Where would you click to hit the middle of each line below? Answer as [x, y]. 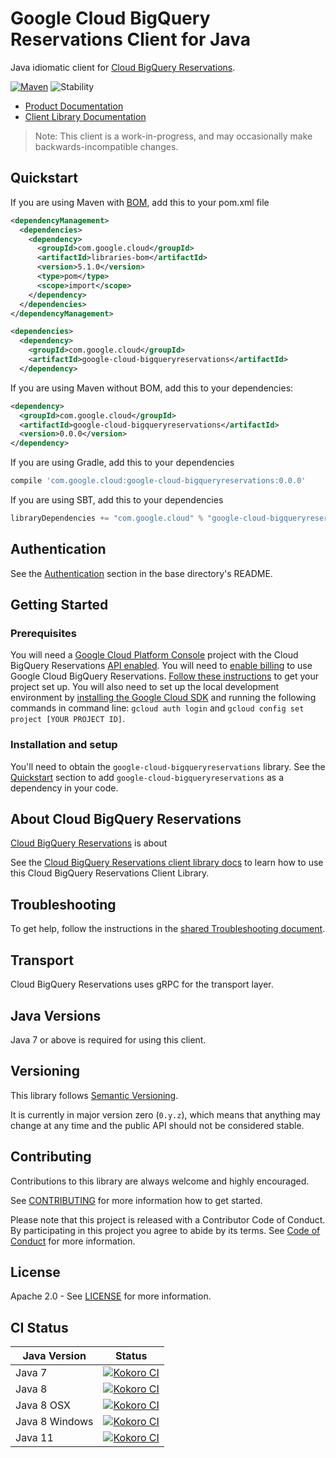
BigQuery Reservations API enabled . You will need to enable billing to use [161, 666]
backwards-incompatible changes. [106, 146]
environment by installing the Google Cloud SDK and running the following [163, 698]
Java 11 [34, 1438]
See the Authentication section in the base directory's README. [141, 573]
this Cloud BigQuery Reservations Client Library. [110, 873]
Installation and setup [64, 745]
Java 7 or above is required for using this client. [108, 1039]
